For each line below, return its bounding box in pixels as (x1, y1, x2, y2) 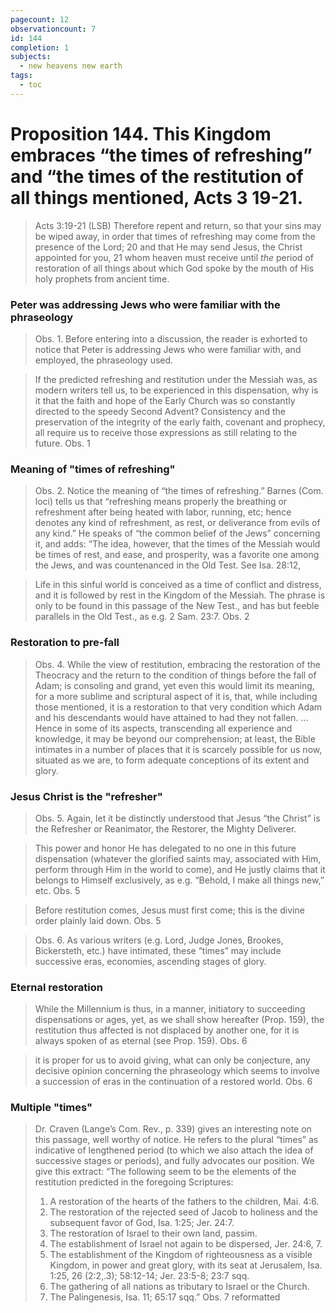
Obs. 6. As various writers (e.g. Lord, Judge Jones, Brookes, (34, 934, 284, 946)
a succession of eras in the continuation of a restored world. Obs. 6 (34, 1076, 313, 1088)
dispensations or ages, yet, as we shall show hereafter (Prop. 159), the (34, 1014, 325, 1026)
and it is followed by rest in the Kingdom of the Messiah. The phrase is (34, 589, 326, 601)
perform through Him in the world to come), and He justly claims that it (34, 863, 326, 875)
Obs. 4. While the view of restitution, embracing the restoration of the (34, 658, 321, 670)
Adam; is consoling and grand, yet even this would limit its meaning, (34, 679, 315, 691)
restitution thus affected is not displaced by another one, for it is (34, 1024, 300, 1036)
